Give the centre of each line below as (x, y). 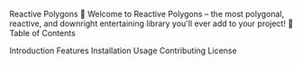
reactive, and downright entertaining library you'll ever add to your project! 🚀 (151, 23)
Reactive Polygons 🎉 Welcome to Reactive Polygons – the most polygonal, (147, 14)
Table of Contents (43, 33)
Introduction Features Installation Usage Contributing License (123, 51)
